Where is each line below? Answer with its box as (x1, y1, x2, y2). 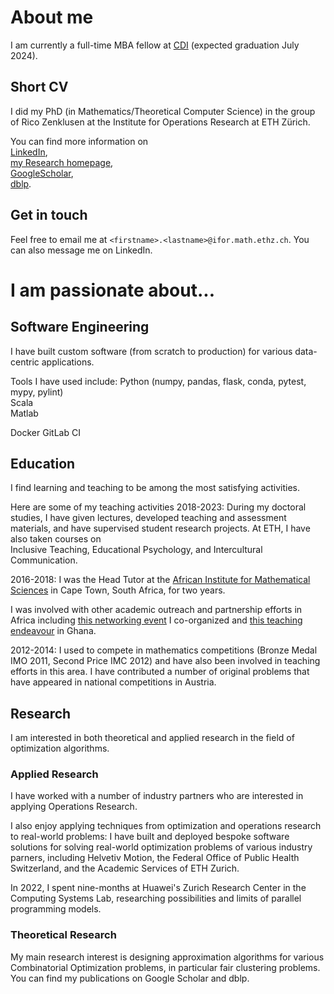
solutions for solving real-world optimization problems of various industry (10, 841, 313, 853)
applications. (41, 356, 95, 368)
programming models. (10, 903, 102, 915)
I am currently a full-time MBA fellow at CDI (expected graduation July (10, 39, 300, 51)
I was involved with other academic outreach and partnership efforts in (10, 604, 303, 616)
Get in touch (10, 207, 88, 224)
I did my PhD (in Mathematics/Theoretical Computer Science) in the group (10, 105, 316, 117)
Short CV (10, 79, 69, 96)
